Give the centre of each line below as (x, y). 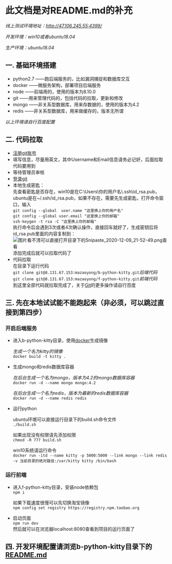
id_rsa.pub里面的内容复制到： (44, 233)
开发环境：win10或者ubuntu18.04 (40, 37)
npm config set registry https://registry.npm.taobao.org (76, 508)
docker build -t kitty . (39, 357)
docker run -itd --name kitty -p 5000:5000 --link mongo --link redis (90, 456)
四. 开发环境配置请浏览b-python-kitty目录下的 (79, 546)
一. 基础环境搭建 (31, 66)
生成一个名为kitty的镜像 (38, 351)
